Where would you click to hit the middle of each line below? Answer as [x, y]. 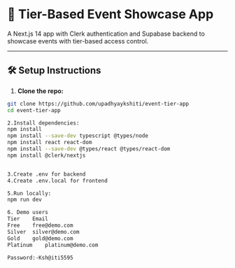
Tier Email [28, 219]
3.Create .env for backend [47, 174]
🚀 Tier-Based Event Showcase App [111, 14]
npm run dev [24, 200]
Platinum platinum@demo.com [53, 245]
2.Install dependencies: [43, 123]
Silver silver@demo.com [43, 232]
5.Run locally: [29, 193]
